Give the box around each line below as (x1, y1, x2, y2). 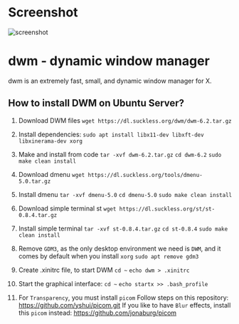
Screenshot (8, 4, 78, 21)
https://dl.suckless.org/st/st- (119, 205, 216, 213)
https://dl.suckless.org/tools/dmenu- (87, 171, 203, 178)
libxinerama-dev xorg (18, 137, 83, 145)
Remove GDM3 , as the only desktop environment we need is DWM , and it (18, 244, 221, 253)
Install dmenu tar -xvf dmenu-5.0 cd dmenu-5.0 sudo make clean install (18, 190, 233, 198)
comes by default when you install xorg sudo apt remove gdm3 (18, 251, 199, 260)
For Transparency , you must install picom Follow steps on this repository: (18, 293, 229, 302)
